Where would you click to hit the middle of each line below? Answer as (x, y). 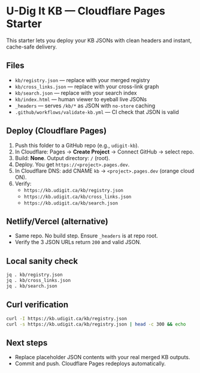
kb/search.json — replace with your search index (76, 93)
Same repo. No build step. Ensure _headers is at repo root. (87, 236)
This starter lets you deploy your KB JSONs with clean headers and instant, (99, 40)
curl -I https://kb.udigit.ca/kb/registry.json (67, 318)
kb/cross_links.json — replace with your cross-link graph (87, 86)
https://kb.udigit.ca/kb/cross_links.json (78, 197)
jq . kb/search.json (32, 286)
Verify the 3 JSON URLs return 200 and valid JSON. (78, 242)
